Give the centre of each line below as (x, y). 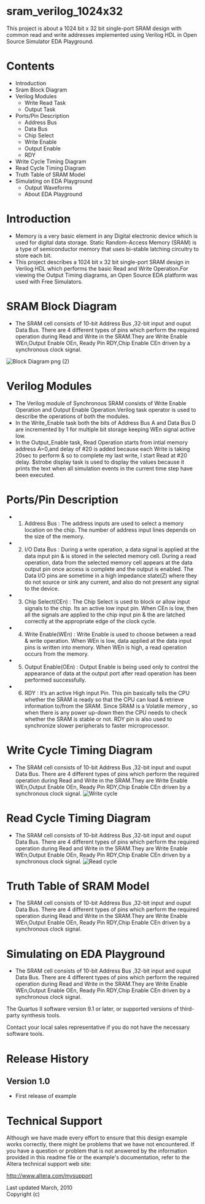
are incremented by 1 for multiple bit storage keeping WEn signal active (105, 429)
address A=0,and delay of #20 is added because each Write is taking (102, 449)
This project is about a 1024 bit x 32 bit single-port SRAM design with (94, 28)
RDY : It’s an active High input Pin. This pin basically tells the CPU (107, 693)
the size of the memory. (54, 536)
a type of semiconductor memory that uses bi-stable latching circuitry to (107, 249)
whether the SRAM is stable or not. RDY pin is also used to (98, 719)
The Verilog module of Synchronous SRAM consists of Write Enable (101, 403)
